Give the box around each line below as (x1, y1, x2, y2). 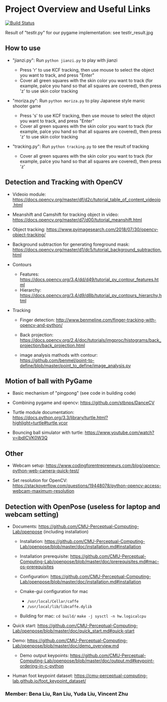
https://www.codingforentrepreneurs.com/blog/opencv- (45, 463, 161, 469)
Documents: (12, 523, 38, 529)
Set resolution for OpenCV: (12, 478, 68, 484)
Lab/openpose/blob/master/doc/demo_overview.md (12, 643, 119, 649)
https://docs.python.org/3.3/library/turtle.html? (12, 414, 108, 421)
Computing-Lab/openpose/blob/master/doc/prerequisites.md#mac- (19, 559, 160, 564)
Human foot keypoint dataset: (12, 673, 74, 679)
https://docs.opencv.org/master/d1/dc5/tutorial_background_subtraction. (12, 246, 162, 252)
